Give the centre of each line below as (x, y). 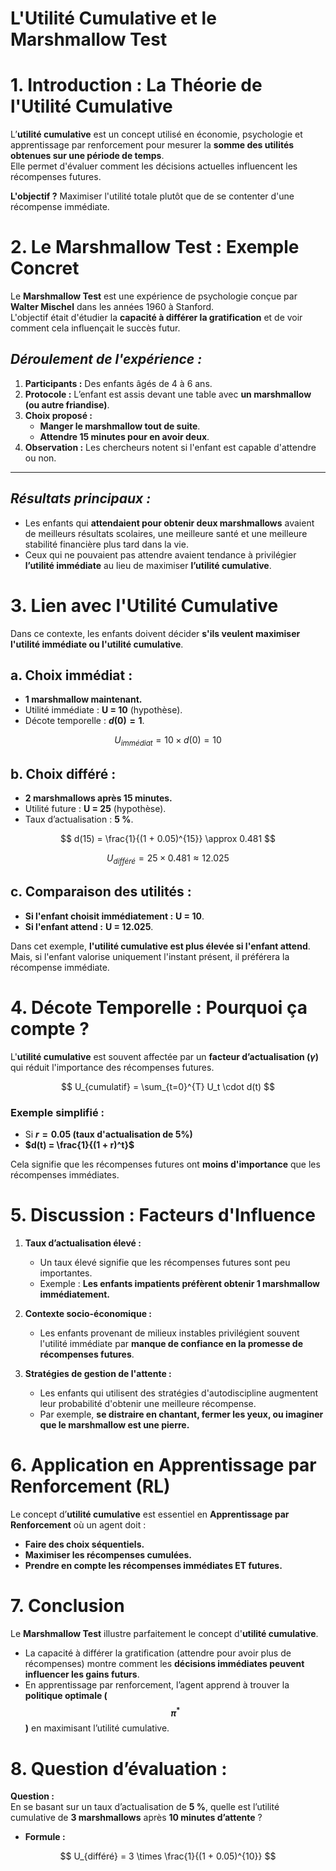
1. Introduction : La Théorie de (136, 85)
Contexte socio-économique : (88, 1313)
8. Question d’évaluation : (119, 1768)
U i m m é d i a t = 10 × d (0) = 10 (168, 741)
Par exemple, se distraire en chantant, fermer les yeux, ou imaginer (181, 1414)
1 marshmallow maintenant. (83, 699)
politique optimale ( (66, 1695)
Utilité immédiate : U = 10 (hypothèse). (103, 710)
